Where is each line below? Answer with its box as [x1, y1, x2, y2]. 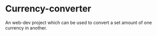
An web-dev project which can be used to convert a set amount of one [5, 19, 152, 25]
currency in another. [5, 24, 47, 30]
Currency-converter [5, 3, 92, 14]
